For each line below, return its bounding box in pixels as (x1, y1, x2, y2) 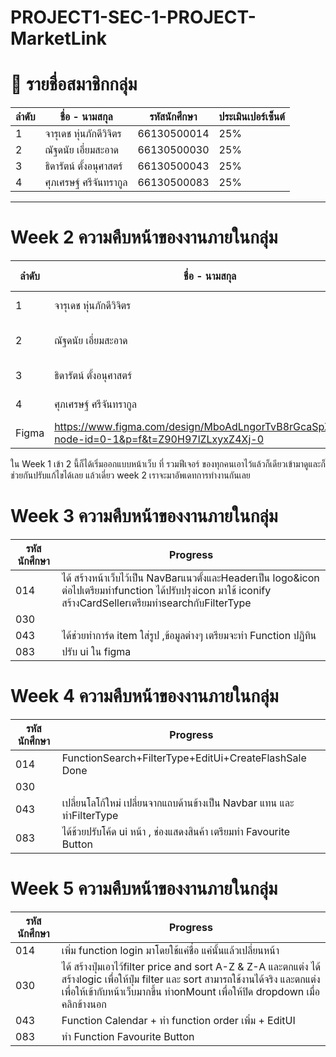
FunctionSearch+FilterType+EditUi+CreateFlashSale (61, 751, 307, 765)
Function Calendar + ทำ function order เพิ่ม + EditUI (61, 1013, 296, 1027)
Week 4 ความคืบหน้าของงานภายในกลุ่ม (10, 685, 279, 708)
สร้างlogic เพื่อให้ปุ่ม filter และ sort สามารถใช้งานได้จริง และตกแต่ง (61, 972, 321, 986)
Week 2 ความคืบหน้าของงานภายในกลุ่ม (10, 226, 278, 249)
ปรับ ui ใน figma (61, 645, 132, 658)
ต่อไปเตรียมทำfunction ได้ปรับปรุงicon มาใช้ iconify (61, 584, 272, 597)
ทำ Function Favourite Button (61, 1029, 195, 1043)
